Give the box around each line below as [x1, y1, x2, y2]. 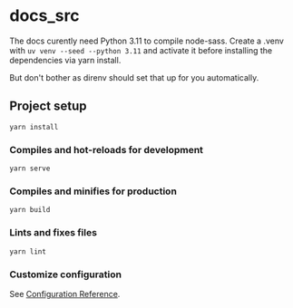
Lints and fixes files [9, 226, 98, 239]
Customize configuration [9, 268, 122, 281]
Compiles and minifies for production [9, 185, 177, 197]
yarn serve [9, 164, 51, 173]
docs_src [9, 5, 80, 26]
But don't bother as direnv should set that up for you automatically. [9, 72, 259, 82]
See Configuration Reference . [9, 288, 121, 299]
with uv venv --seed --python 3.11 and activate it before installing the [9, 44, 273, 55]
